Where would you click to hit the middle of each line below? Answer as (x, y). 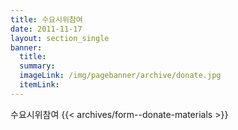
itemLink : (39, 85)
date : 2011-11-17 (46, 29)
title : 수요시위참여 (46, 19)
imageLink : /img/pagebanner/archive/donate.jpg (120, 76)
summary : (37, 66)
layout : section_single (60, 38)
